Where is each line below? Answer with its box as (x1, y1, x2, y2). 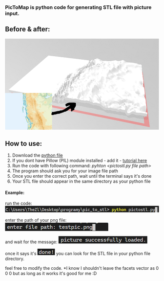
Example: (5, 189, 25, 195)
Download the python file (12, 152, 63, 158)
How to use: (5, 139, 42, 148)
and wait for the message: (5, 239, 58, 245)
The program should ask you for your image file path (12, 168, 118, 174)
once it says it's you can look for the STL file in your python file (5, 250, 150, 256)
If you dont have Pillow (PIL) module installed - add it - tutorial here (12, 157, 147, 163)
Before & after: (5, 25, 50, 33)
